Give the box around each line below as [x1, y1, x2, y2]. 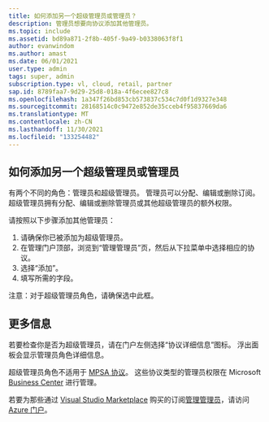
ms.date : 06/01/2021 [8, 58, 79, 66]
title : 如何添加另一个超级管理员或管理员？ [8, 11, 137, 20]
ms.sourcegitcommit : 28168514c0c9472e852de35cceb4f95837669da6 [8, 102, 228, 111]
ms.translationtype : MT [8, 111, 89, 119]
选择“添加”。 [20, 263, 63, 273]
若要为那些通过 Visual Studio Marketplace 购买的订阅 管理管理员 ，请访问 [8, 395, 250, 405]
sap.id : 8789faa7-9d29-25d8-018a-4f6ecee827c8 [8, 87, 169, 96]
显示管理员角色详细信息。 [22, 350, 108, 360]
